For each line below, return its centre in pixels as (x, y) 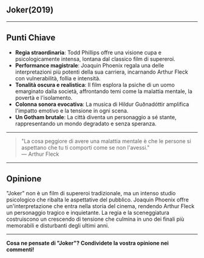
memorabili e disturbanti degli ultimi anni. (58, 226)
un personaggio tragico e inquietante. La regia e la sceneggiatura (88, 213)
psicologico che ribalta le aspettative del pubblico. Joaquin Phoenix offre (98, 200)
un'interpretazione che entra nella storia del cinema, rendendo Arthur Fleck (100, 206)
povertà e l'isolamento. (44, 97)
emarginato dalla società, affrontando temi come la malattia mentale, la (104, 91)
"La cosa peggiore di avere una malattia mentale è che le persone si (106, 141)
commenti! (20, 249)
